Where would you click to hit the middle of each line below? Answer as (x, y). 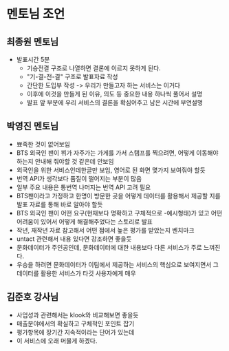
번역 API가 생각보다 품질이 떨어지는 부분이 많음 (79, 178)
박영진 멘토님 (33, 126)
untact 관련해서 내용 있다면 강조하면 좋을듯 (74, 239)
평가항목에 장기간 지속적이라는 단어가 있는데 (75, 332)
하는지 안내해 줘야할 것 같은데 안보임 (65, 161)
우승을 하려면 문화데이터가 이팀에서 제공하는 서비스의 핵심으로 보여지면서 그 (118, 264)
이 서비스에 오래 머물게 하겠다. (57, 341)
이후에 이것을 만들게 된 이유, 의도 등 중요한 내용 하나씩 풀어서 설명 (115, 94)
